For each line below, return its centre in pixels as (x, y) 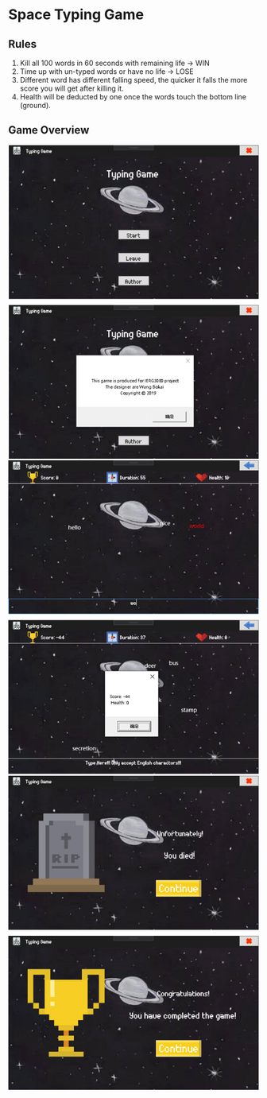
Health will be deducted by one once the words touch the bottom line (133, 97)
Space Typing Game (76, 15)
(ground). (35, 105)
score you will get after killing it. (72, 88)
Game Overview (49, 130)
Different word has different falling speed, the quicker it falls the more (133, 80)
